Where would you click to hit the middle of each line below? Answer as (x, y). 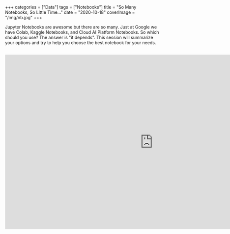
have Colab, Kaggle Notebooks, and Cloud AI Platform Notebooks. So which (82, 32)
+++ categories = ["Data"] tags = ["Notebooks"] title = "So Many (71, 7)
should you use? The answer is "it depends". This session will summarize (79, 37)
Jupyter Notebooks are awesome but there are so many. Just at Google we (81, 27)
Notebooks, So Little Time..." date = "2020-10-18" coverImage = (70, 12)
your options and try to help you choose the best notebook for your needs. (81, 43)
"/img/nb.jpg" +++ (24, 17)
